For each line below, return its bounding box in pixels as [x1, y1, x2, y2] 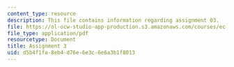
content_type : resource [7, 10, 77, 17]
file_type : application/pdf [7, 29, 89, 37]
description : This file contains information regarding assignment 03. [7, 17, 219, 24]
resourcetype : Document [7, 36, 77, 43]
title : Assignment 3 [7, 43, 68, 50]
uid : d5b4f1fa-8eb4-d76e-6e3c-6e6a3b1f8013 [7, 50, 136, 57]
